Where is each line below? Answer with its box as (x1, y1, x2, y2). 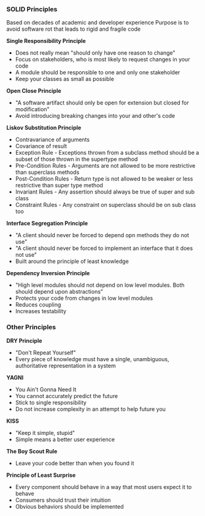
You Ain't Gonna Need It (15, 386, 77, 393)
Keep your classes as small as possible (15, 76, 115, 83)
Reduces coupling (15, 301, 61, 308)
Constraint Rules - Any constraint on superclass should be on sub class (15, 201, 196, 209)
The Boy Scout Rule (6, 447, 58, 455)
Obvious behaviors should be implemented (15, 502, 124, 510)
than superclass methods (15, 168, 80, 176)
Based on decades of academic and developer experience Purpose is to (6, 19, 189, 26)
